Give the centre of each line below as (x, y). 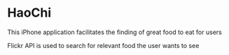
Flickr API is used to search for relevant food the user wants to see (103, 45)
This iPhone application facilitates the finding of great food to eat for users (114, 32)
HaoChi (29, 13)
